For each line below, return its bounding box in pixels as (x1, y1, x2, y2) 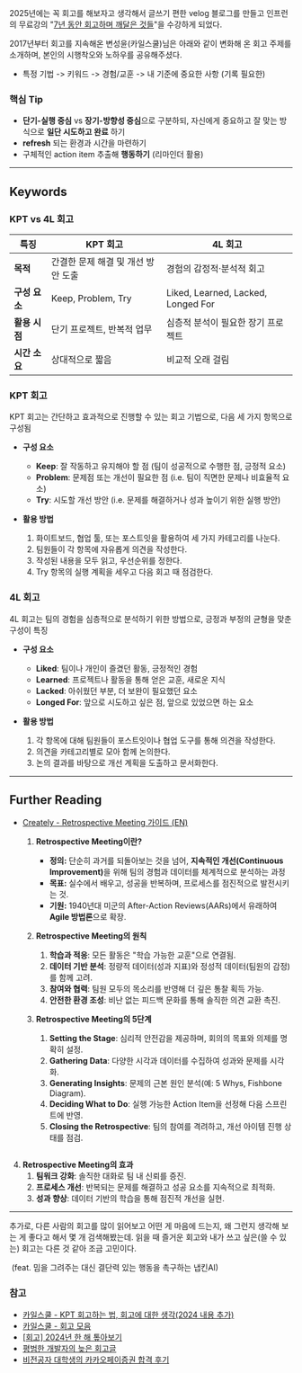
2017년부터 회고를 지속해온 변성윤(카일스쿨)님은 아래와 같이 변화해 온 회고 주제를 (9, 39, 292, 49)
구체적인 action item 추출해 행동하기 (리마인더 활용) (22, 149, 204, 160)
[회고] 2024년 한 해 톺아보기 (22, 1332, 123, 1342)
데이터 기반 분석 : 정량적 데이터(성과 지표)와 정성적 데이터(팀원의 (49, 961, 271, 972)
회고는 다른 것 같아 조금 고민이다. (21, 1244, 137, 1254)
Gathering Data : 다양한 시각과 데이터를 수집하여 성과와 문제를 (49, 1056, 268, 1066)
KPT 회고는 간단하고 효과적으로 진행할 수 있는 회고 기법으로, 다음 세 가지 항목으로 (9, 412, 293, 423)
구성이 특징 (9, 624, 49, 636)
